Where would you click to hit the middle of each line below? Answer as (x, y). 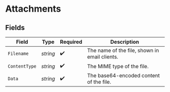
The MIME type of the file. (118, 66)
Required (71, 42)
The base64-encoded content (124, 75)
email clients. (103, 57)
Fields (15, 28)
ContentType (22, 66)
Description (125, 42)
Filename (18, 54)
